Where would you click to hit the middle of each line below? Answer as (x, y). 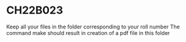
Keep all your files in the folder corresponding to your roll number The (93, 27)
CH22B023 (35, 10)
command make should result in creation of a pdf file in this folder (88, 33)
